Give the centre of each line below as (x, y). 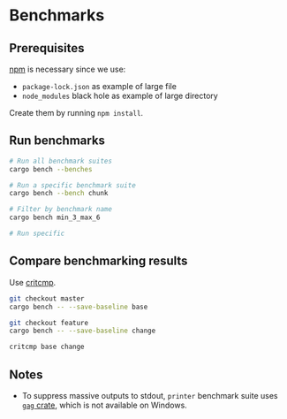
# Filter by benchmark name (61, 209)
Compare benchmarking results (98, 261)
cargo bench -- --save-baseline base (79, 307)
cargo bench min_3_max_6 (55, 217)
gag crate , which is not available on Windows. (104, 405)
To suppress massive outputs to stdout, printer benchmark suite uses (150, 395)
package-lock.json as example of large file (99, 86)
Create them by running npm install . (76, 113)
